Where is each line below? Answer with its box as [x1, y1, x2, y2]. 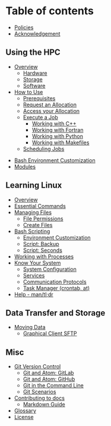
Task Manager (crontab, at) [23, 284, 90, 292]
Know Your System [14, 259, 61, 266]
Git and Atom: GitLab [23, 370, 74, 377]
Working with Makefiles [31, 138, 90, 146]
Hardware [23, 70, 47, 77]
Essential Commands [14, 202, 66, 209]
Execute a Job [23, 113, 59, 121]
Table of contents [5, 4, 94, 18]
